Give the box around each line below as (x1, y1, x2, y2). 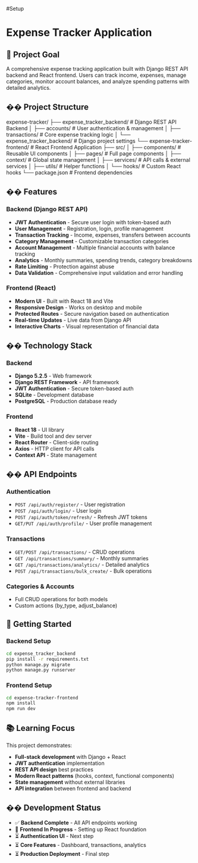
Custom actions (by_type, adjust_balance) (14, 602, 118, 609)
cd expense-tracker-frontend (6, 695, 78, 701)
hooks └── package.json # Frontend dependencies (6, 169, 133, 176)
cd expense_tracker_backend (6, 651, 76, 657)
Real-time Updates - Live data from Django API (14, 316, 132, 324)
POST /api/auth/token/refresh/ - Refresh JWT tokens (14, 514, 147, 521)
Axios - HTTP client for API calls (14, 445, 95, 452)
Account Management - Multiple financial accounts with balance (14, 244, 175, 251)
